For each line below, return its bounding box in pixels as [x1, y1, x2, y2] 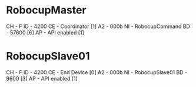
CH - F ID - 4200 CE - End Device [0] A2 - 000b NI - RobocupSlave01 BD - [6, 68, 188, 76]
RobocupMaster [6, 4, 87, 17]
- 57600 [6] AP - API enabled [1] [6, 29, 84, 36]
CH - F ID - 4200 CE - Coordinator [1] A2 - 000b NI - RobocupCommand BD [6, 23, 190, 30]
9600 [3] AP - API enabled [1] [6, 75, 78, 82]
